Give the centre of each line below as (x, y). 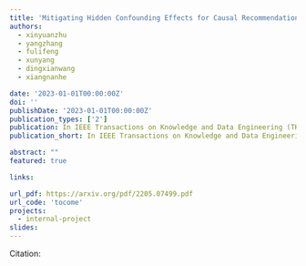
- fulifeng (38, 52)
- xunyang (36, 60)
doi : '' (24, 102)
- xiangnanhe (42, 77)
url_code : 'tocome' (46, 202)
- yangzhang (41, 43)
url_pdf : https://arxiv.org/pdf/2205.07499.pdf (102, 194)
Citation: (25, 253)
